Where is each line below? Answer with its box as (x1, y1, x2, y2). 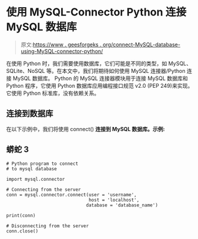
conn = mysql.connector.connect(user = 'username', (6, 192, 137, 197)
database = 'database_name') (86, 202, 159, 208)
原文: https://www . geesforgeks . (20, 41, 102, 48)
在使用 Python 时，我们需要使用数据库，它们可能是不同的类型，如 (6, 60, 168, 67)
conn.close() (6, 228, 39, 234)
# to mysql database (6, 165, 58, 172)
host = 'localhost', (88, 197, 140, 203)
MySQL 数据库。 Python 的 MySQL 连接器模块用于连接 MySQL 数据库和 (12, 75, 188, 82)
